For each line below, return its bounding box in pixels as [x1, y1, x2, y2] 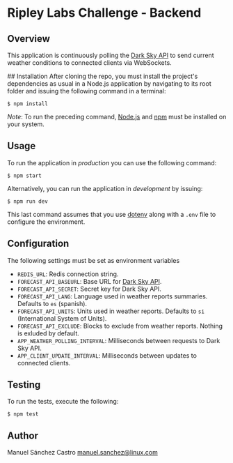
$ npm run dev [7, 197, 49, 205]
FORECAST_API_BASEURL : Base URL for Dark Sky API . [17, 277, 162, 285]
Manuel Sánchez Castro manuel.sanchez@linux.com [7, 448, 158, 457]
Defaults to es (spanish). [17, 299, 88, 308]
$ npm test [7, 411, 39, 418]
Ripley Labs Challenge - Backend [7, 5, 202, 21]
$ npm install [7, 100, 49, 107]
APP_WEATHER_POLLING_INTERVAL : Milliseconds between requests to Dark [17, 336, 220, 344]
